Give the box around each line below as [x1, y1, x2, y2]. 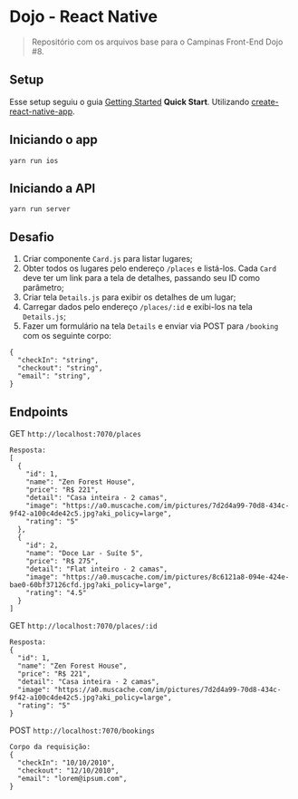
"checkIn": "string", [17, 356, 100, 365]
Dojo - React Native [9, 6, 159, 27]
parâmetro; [22, 283, 65, 294]
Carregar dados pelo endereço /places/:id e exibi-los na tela [22, 302, 254, 313]
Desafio [9, 229, 54, 245]
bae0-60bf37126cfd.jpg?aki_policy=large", [9, 581, 172, 590]
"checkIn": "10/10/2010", [17, 758, 116, 767]
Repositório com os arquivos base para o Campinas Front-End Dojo [31, 36, 284, 47]
